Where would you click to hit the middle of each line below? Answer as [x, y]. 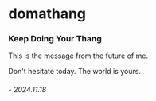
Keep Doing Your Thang [55, 39]
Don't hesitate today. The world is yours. [75, 72]
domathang [47, 14]
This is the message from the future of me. [78, 56]
